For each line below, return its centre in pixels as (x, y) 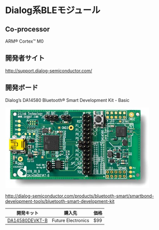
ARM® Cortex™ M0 (24, 41)
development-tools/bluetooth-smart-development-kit (60, 201)
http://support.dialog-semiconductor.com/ (49, 70)
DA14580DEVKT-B (27, 220)
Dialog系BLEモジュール (53, 10)
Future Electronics (70, 220)
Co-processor (27, 29)
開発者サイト (25, 58)
